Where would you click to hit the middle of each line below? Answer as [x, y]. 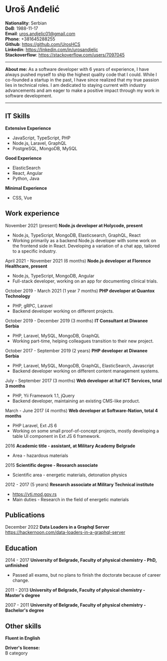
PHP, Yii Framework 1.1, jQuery [43, 395]
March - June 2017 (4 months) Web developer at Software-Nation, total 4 [82, 410]
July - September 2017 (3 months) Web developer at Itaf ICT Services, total [83, 380]
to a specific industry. [35, 251]
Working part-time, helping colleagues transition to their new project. [83, 341]
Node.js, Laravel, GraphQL [40, 143]
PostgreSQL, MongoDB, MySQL [45, 148]
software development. [29, 95]
